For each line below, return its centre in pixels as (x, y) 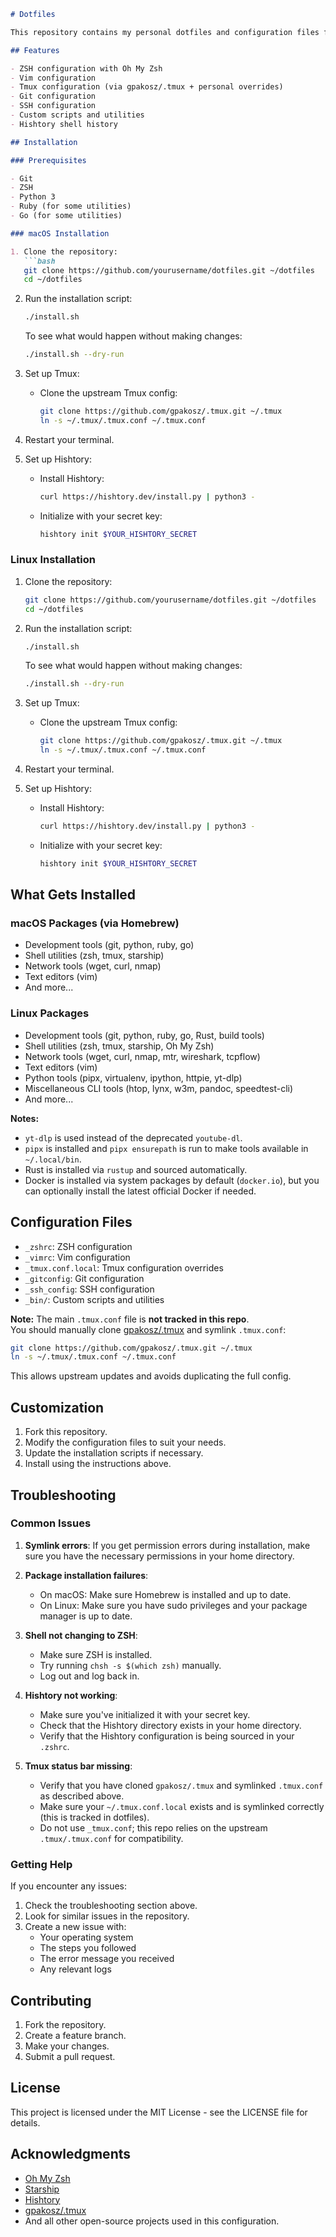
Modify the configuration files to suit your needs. (125, 1442)
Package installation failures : (86, 1575)
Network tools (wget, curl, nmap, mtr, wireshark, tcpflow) (142, 1056)
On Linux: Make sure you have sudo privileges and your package (173, 1605)
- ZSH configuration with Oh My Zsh (86, 68)
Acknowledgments (71, 2154)
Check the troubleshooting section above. (111, 1906)
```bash (39, 261)
